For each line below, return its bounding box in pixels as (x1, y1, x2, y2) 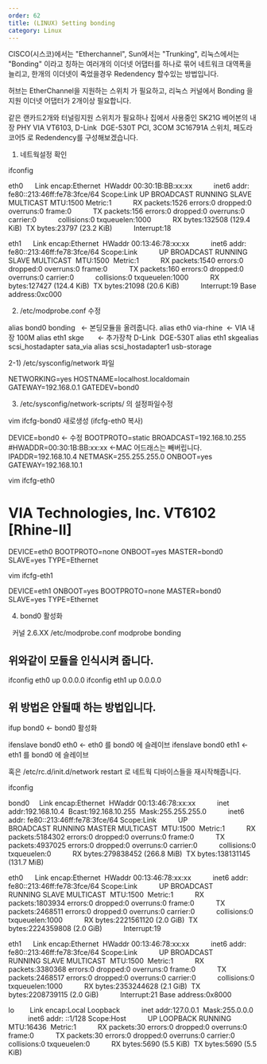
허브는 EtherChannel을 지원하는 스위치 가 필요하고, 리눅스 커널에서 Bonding (8, 86, 245, 96)
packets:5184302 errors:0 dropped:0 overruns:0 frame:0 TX (8, 831, 225, 841)
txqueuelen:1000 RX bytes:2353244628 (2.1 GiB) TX (8, 981, 201, 991)
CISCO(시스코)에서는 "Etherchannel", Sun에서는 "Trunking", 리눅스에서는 (8, 49, 240, 59)
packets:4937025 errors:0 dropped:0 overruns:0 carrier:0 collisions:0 (8, 840, 257, 850)
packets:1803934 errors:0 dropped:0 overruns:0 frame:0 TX (8, 898, 226, 908)
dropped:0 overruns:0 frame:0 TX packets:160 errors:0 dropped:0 (8, 264, 244, 274)
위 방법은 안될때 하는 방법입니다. (8, 700, 157, 714)
